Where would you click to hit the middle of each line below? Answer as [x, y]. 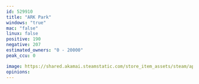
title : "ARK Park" [29, 17]
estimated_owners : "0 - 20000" [45, 50]
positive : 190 [24, 39]
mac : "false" [22, 28]
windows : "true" [26, 22]
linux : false [22, 34]
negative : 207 [24, 45]
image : [14, 66]
